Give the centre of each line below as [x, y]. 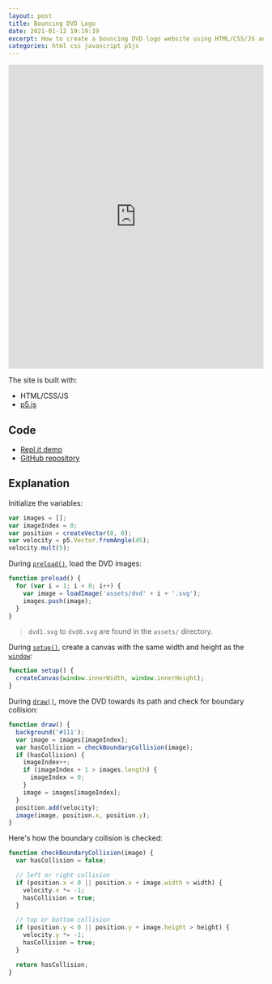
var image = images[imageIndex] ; [72, 740]
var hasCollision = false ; [61, 861]
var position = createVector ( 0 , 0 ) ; [70, 533]
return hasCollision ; [52, 965]
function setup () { [41, 671]
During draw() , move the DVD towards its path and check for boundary [126, 701]
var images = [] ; [38, 518]
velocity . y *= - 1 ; [54, 935]
